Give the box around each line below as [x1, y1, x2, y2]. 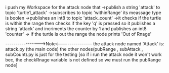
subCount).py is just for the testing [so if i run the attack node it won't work [5, 51, 162, 57]
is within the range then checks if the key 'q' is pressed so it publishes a [5, 20, 155, 26]
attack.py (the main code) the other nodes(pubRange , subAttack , [5, 46, 143, 52]
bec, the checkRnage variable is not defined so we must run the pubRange [5, 57, 161, 62]
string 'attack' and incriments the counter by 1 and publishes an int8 [5, 26, 147, 32]
